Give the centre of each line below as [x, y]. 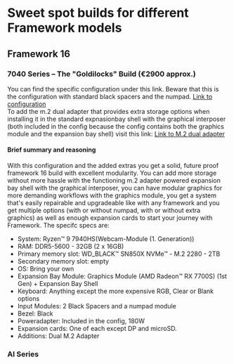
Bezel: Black [35, 313]
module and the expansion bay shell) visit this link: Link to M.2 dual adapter [116, 134]
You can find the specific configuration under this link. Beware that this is [113, 89]
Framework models [65, 28]
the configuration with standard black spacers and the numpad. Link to [110, 96]
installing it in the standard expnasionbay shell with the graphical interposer [117, 119]
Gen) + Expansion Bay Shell [58, 284]
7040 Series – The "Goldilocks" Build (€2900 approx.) [102, 74]
